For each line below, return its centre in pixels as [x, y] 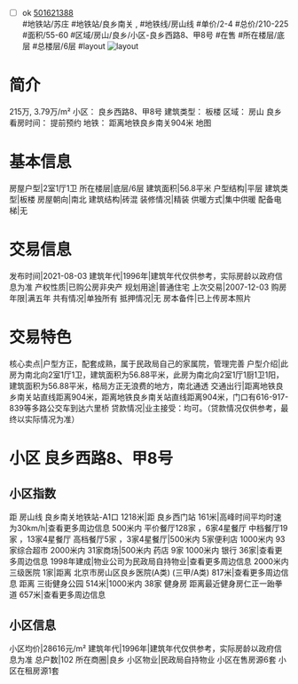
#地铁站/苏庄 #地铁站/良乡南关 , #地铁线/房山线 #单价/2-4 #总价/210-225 [155, 24]
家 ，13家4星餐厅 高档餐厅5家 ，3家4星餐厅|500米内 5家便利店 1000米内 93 [147, 539]
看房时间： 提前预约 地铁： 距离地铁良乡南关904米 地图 [110, 123]
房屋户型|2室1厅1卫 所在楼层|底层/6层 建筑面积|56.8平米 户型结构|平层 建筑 [145, 188]
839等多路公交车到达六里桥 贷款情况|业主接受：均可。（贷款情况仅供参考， [145, 408]
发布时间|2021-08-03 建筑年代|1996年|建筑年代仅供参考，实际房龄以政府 [142, 275]
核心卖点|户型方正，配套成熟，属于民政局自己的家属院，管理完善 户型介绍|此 [149, 363]
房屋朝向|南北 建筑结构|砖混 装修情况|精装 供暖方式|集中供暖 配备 [155, 199]
